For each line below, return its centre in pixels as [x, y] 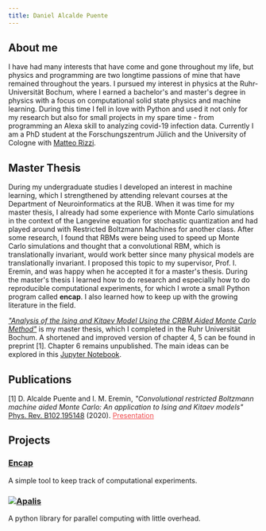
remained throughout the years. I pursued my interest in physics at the [123, 83]
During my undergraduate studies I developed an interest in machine [120, 187]
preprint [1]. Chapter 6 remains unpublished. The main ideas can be [119, 346]
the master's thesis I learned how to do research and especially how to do [129, 280]
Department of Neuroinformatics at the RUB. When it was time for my [121, 204]
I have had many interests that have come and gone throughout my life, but [131, 67]
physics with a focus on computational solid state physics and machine [125, 101]
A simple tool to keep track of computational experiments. [103, 480]
